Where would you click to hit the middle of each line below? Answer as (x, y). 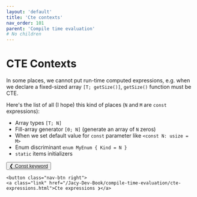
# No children (24, 34)
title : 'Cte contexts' (35, 17)
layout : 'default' (29, 12)
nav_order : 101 (25, 23)
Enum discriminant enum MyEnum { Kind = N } (71, 147)
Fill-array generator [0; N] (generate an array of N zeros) (85, 129)
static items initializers (44, 154)
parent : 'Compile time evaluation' (51, 29)
